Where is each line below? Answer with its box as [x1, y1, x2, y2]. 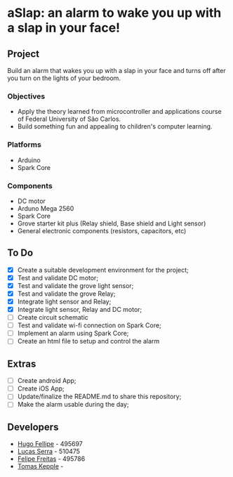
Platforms [7, 140, 42, 150]
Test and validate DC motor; [17, 273, 99, 282]
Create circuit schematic [17, 313, 89, 322]
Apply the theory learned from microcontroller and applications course [17, 107, 222, 116]
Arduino [17, 156, 41, 164]
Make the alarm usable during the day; [17, 400, 129, 409]
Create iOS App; [17, 384, 65, 393]
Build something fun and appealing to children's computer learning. [17, 122, 213, 131]
